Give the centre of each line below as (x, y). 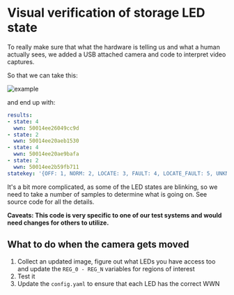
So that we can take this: (42, 75)
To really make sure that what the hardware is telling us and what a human (114, 47)
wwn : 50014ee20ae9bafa (46, 154)
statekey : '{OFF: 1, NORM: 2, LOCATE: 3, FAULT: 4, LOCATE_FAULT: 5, (110, 173)
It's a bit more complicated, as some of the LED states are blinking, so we (112, 187)
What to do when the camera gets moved (98, 244)
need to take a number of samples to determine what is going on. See (107, 194)
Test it (26, 276)
